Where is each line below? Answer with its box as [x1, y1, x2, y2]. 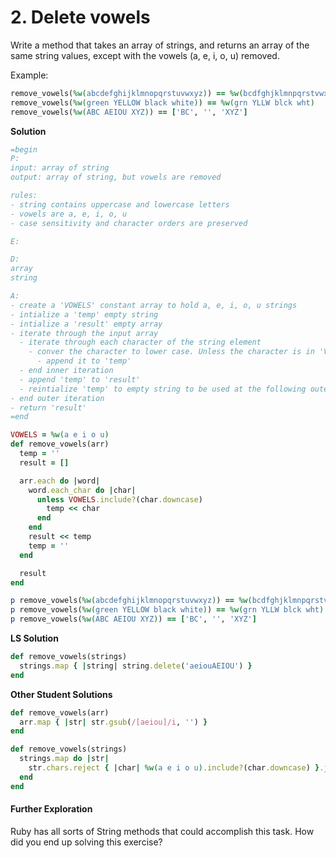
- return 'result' [10, 402, 87, 413]
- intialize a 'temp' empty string [10, 309, 159, 320]
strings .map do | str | [19, 754, 110, 764]
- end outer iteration [10, 393, 105, 403]
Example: [10, 69, 49, 81]
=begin [10, 144, 38, 155]
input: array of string [10, 163, 110, 173]
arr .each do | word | [19, 476, 101, 486]
